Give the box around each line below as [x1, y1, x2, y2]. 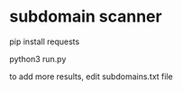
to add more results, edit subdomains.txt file [9, 70, 173, 82]
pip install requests [9, 36, 80, 47]
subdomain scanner [9, 6, 162, 27]
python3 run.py [9, 53, 67, 64]
